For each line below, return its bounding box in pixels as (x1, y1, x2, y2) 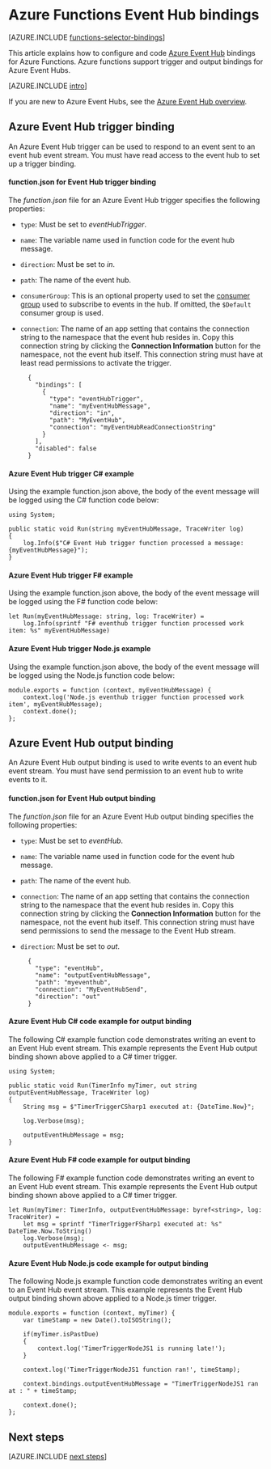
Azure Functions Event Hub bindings (8, 6, 260, 24)
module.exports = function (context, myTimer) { (8, 1309, 176, 1318)
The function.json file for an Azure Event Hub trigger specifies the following (8, 195, 260, 205)
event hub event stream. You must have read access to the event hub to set (8, 150, 260, 159)
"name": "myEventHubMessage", (49, 402, 151, 410)
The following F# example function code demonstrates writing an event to (8, 1173, 255, 1183)
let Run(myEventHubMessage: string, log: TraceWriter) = (8, 612, 205, 620)
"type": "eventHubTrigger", (49, 395, 144, 403)
